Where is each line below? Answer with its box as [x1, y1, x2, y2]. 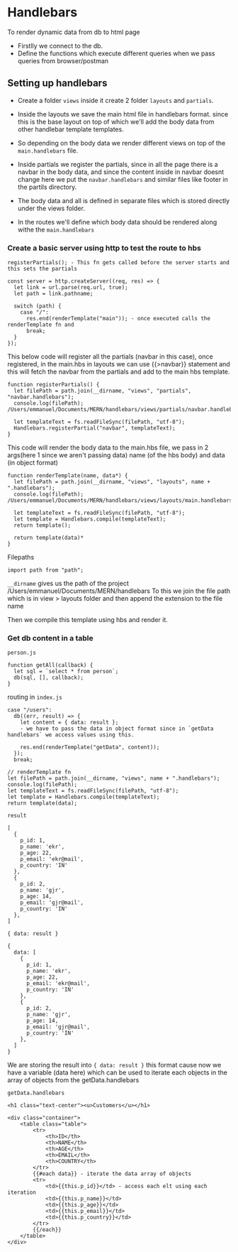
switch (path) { [13, 303, 62, 310]
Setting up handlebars [7, 77, 108, 89]
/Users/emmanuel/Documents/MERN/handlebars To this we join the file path [7, 587, 231, 595]
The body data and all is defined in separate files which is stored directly [17, 196, 230, 205]
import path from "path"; [7, 567, 84, 574]
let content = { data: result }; [20, 719, 119, 726]
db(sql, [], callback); [13, 674, 84, 682]
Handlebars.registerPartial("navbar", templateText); [13, 425, 176, 432]
